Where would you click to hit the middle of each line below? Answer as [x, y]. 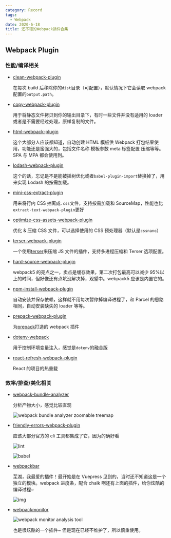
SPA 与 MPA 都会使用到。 [40, 155]
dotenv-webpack [31, 337]
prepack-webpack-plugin [40, 316]
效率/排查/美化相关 [28, 383]
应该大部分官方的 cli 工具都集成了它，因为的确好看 [66, 436]
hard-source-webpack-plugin [44, 261]
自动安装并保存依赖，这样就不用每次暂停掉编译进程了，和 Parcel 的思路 [88, 299]
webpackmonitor [31, 510]
